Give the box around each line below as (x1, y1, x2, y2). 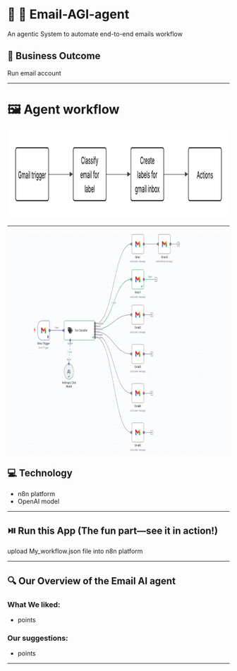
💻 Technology (7, 467, 73, 479)
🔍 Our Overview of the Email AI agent (7, 574, 176, 587)
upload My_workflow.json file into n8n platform (7, 547, 143, 555)
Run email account (7, 68, 61, 77)
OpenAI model (17, 497, 60, 505)
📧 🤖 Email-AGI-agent (7, 6, 130, 23)
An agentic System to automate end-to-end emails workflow (7, 30, 183, 38)
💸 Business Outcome (7, 50, 101, 62)
